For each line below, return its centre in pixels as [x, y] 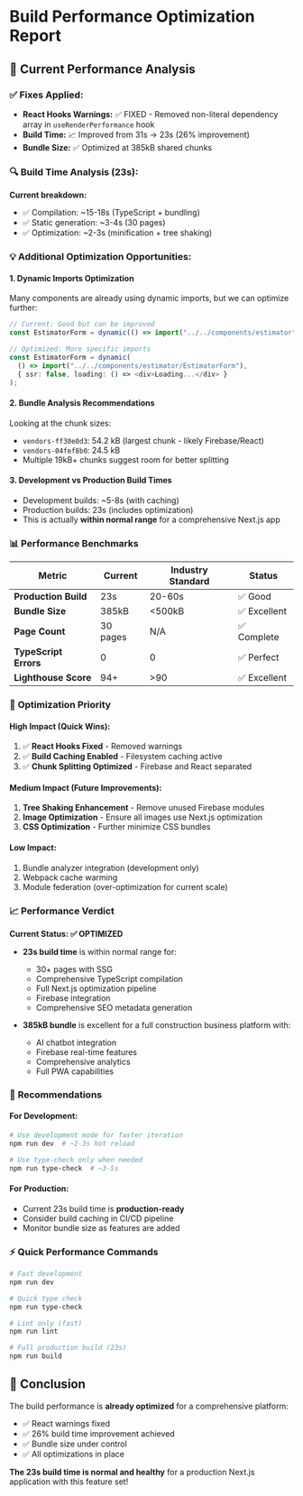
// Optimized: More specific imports [80, 349]
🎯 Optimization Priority [60, 705]
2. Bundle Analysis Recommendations [82, 403]
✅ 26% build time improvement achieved [99, 1433]
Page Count [40, 631]
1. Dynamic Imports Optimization [72, 278]
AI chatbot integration [76, 1042]
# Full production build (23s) [68, 1348]
